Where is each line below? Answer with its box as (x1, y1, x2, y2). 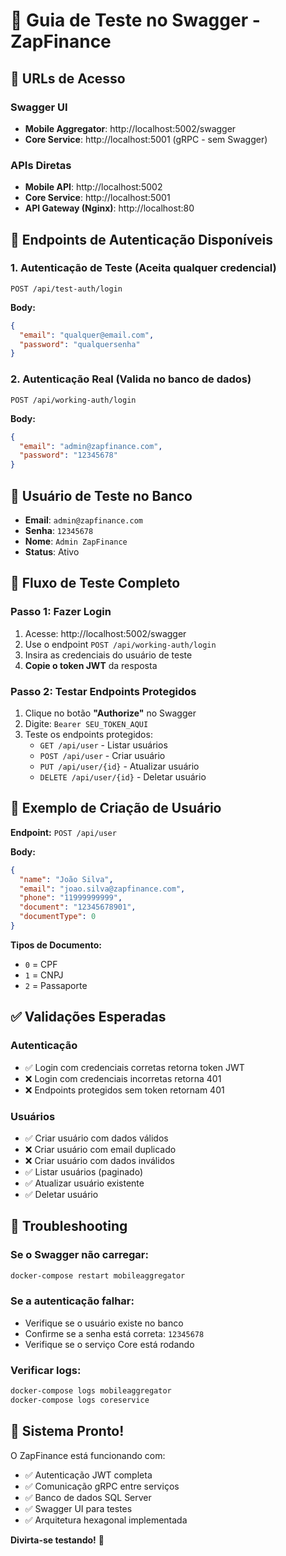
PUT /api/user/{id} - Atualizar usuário (39, 760, 200, 772)
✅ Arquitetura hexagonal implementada (24, 1514, 188, 1526)
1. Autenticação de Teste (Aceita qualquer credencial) (10, 261, 277, 275)
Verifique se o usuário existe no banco (24, 1317, 184, 1329)
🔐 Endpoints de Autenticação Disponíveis (10, 231, 273, 248)
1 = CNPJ (24, 969, 64, 981)
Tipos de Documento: (10, 939, 102, 951)
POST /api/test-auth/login (10, 284, 123, 294)
